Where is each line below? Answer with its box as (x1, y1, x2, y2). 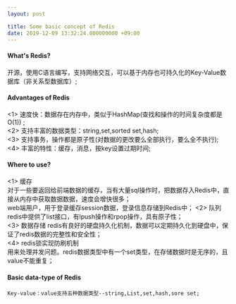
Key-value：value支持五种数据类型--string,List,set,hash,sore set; (7, 290, 200, 297)
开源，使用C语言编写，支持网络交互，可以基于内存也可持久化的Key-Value (7, 68, 221, 76)
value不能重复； (7, 256, 54, 265)
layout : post (7, 10, 46, 18)
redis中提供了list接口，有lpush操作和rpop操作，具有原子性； (7, 212, 183, 221)
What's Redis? (7, 51, 51, 60)
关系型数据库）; (31, 77, 77, 85)
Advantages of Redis (7, 93, 70, 102)
